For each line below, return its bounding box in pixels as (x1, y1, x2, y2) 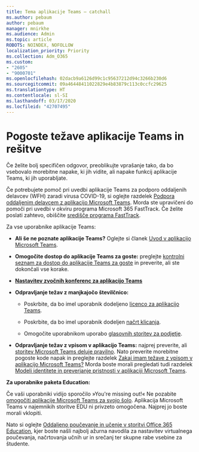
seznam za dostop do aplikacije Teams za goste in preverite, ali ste (14, 259, 180, 267)
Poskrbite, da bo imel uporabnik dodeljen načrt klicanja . (23, 318, 161, 326)
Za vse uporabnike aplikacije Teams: (6, 223, 96, 231)
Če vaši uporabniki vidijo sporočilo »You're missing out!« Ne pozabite (6, 390, 177, 397)
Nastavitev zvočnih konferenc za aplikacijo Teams (14, 277, 143, 285)
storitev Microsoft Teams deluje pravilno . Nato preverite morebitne (14, 348, 179, 355)
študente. (6, 440, 30, 447)
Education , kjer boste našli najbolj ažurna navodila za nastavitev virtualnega (6, 427, 192, 435)
